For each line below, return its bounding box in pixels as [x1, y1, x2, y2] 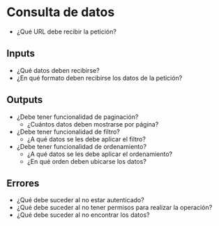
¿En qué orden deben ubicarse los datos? [27, 157, 147, 165]
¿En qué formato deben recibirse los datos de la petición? [16, 73, 183, 82]
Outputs [6, 94, 43, 106]
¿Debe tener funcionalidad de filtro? [16, 127, 120, 136]
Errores [6, 177, 40, 189]
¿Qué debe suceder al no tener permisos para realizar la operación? [16, 204, 213, 212]
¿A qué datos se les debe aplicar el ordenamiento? [27, 150, 172, 158]
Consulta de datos [6, 4, 115, 20]
